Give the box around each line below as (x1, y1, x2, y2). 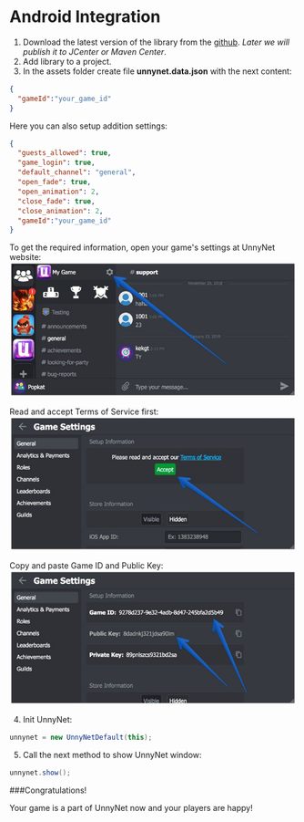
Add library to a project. (22, 56, 112, 67)
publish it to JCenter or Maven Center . (22, 46, 167, 57)
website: (9, 252, 42, 263)
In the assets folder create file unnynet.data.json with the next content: (22, 66, 292, 77)
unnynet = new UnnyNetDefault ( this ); (9, 733, 153, 743)
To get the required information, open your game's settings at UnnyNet (9, 242, 276, 253)
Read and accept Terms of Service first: (9, 406, 159, 417)
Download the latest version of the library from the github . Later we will (22, 36, 289, 47)
